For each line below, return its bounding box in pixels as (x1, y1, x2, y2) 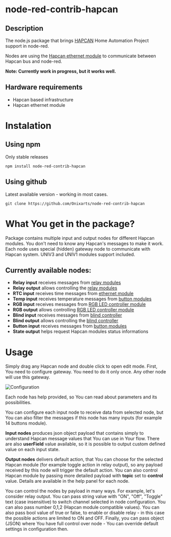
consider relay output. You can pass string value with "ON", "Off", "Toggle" (5, 494, 163, 500)
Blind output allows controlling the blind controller (12, 318, 118, 324)
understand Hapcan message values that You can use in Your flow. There (5, 436, 160, 442)
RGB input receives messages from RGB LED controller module (12, 301, 146, 307)
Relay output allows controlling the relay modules (12, 285, 117, 291)
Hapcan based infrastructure (12, 96, 74, 103)
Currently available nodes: (5, 266, 92, 275)
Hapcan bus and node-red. (5, 58, 62, 64)
